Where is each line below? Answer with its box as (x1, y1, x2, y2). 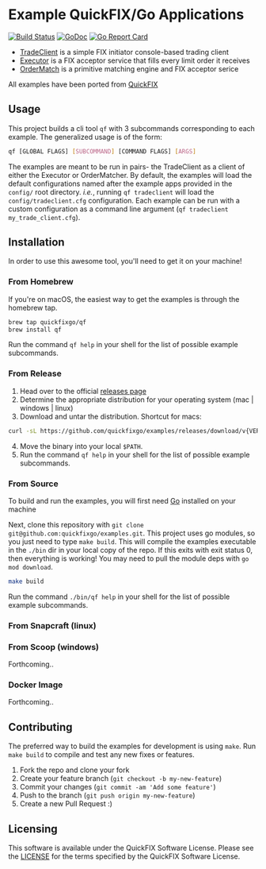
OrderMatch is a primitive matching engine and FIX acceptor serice (19, 64, 239, 73)
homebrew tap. (8, 303, 58, 312)
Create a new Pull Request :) (19, 799, 113, 809)
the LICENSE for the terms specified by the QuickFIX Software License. (8, 852, 241, 861)
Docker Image (8, 679, 63, 690)
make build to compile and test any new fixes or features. (8, 750, 196, 759)
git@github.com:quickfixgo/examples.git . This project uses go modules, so (8, 528, 256, 538)
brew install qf (8, 326, 62, 334)
